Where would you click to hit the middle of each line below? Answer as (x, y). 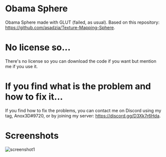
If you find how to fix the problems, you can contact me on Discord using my (83, 110)
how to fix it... (34, 97)
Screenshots (32, 136)
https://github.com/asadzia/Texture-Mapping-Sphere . (60, 27)
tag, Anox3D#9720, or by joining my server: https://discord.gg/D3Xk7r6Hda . (83, 116)
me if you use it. (22, 66)
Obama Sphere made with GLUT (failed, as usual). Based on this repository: (82, 22)
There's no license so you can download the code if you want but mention (81, 61)
